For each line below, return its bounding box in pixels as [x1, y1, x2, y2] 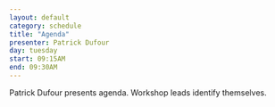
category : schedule [9, 21, 82, 30]
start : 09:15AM [9, 54, 66, 63]
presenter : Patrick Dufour [9, 37, 110, 47]
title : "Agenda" [9, 29, 70, 38]
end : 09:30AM [9, 63, 58, 72]
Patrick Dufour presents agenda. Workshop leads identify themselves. [9, 86, 267, 98]
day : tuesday [9, 46, 58, 55]
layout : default [9, 12, 70, 22]
